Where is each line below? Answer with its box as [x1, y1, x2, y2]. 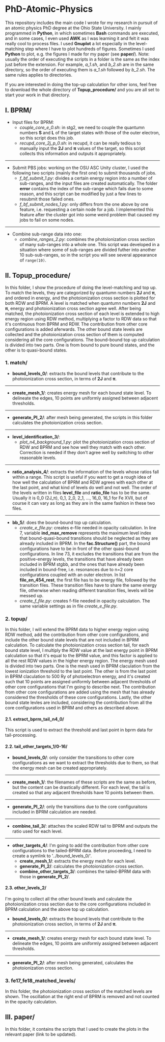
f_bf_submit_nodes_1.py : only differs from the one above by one [19, 201, 149, 207]
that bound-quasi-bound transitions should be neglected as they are [19, 535, 158, 541]
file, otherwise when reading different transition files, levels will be [19, 587, 154, 593]
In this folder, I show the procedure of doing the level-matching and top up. [5, 284, 157, 290]
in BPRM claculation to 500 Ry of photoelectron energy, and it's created [5, 673, 150, 679]
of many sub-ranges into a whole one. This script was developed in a [19, 241, 160, 247]
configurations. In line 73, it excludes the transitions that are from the [19, 550, 159, 556]
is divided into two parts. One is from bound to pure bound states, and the [5, 342, 155, 347]
